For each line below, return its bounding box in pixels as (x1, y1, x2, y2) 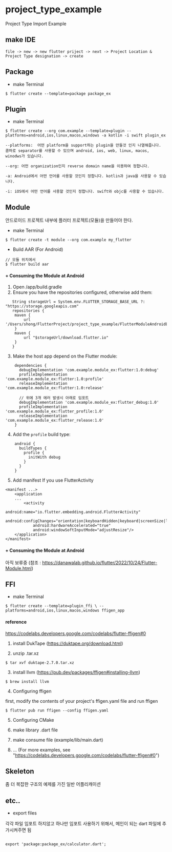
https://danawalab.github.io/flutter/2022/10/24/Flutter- (42, 559, 158, 565)
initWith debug (28, 455, 60, 460)
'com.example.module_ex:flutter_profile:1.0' (5, 409, 104, 414)
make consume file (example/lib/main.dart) (12, 737, 103, 743)
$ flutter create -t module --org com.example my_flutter (5, 237, 132, 243)
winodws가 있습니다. (5, 154, 44, 159)
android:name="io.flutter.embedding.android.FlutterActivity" (5, 509, 141, 515)
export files (12, 810, 37, 816)
